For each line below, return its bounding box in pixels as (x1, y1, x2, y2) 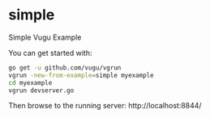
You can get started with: (8, 48, 92, 57)
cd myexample (8, 78, 53, 86)
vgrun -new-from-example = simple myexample (8, 71, 154, 79)
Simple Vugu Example (8, 32, 82, 42)
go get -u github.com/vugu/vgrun (8, 63, 122, 72)
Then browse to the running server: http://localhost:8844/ (8, 101, 202, 111)
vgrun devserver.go (8, 86, 75, 95)
